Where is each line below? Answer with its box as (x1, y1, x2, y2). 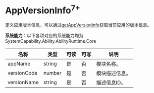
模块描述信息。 (96, 70, 131, 77)
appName (7, 60, 31, 67)
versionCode (7, 70, 38, 77)
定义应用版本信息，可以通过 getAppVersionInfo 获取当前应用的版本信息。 (5, 22, 152, 28)
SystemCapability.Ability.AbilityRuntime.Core (5, 38, 97, 44)
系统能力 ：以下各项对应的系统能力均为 (5, 33, 83, 39)
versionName (7, 79, 39, 86)
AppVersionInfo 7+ (5, 3, 81, 16)
